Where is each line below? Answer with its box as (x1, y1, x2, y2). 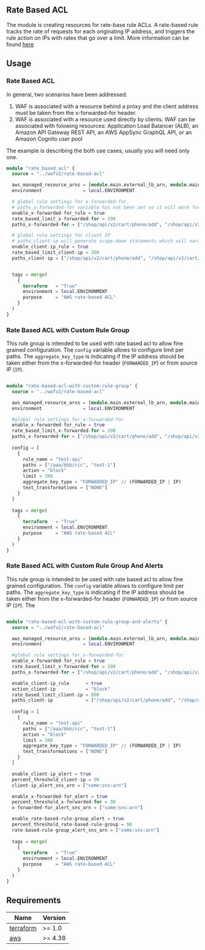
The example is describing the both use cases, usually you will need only (6, 147, 190, 154)
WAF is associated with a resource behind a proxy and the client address (15, 102, 199, 109)
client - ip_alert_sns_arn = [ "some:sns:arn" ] (12, 782, 127, 789)
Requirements (6, 896, 61, 906)
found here (6, 40, 34, 48)
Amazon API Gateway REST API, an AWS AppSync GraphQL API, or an (15, 128, 192, 136)
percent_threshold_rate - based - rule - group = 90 (12, 822, 132, 828)
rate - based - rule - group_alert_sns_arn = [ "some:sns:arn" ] (12, 827, 160, 833)
